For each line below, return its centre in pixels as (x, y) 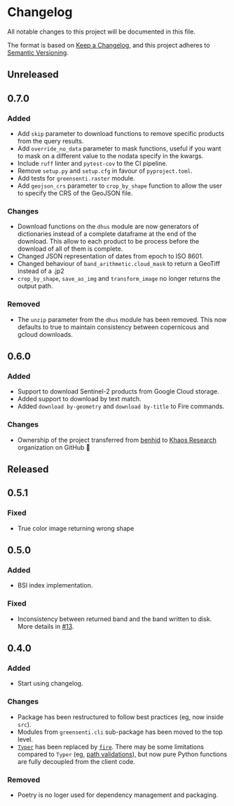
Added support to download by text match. (79, 399)
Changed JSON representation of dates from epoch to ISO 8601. (110, 256)
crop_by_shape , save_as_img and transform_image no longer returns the (119, 279)
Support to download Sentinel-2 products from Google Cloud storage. (118, 391)
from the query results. (50, 141)
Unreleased (33, 75)
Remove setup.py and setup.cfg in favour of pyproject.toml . (105, 171)
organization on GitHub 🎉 (54, 447)
